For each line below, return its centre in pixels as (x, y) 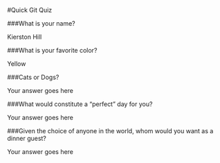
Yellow (17, 64)
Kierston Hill (25, 37)
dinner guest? (27, 138)
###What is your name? (41, 23)
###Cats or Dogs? (33, 77)
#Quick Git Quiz (30, 10)
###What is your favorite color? (52, 50)
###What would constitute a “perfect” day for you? (80, 104)
